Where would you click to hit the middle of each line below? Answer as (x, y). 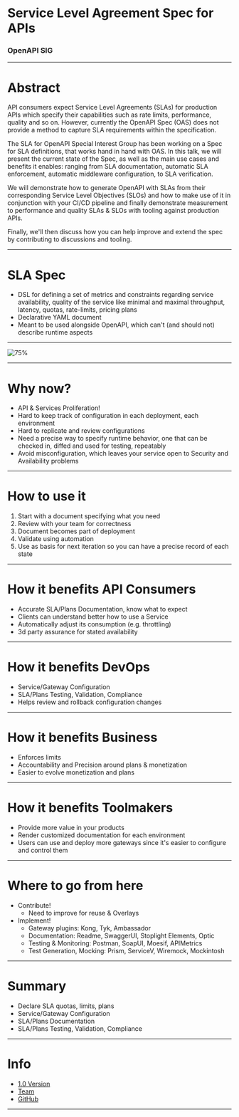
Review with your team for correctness (74, 524)
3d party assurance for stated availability (78, 632)
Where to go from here (75, 886)
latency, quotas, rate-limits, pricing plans (77, 310)
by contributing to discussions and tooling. (70, 239)
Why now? (39, 388)
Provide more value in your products (71, 827)
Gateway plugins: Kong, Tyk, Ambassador (90, 928)
